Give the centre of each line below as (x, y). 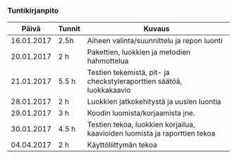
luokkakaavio (109, 90)
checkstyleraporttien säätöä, (134, 81)
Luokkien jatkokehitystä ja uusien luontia (154, 102)
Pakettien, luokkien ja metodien (139, 52)
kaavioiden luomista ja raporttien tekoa (151, 134)
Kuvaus (157, 29)
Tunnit (69, 29)
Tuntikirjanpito (33, 11)
